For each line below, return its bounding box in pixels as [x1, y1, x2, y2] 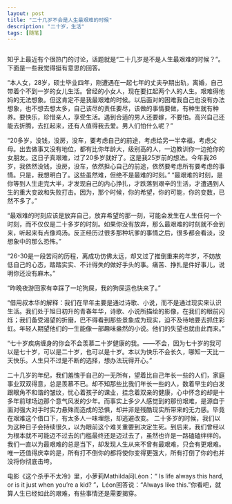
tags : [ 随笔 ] [7, 29, 43, 37]
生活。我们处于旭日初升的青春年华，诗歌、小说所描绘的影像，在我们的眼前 [7, 307, 219, 316]
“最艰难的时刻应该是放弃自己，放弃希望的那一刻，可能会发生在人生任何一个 [7, 211, 222, 220]
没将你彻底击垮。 [7, 457, 56, 466]
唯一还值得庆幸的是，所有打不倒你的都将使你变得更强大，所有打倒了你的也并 [7, 449, 225, 457]
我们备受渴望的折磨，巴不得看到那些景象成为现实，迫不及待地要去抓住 [19, 316, 219, 324]
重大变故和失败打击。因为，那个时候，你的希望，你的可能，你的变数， [19, 188, 219, 197]
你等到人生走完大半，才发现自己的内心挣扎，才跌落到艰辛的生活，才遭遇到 [7, 180, 219, 188]
